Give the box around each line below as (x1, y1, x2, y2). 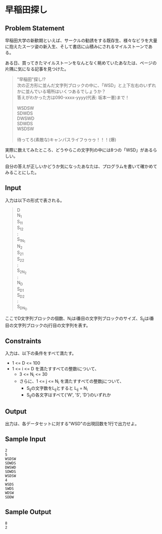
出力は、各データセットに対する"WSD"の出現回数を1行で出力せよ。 (5, 420, 139, 426)
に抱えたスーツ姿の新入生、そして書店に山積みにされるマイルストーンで (5, 44, 148, 49)
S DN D (16, 304, 28, 311)
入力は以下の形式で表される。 (5, 197, 64, 203)
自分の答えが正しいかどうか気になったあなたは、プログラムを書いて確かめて (5, 164, 158, 169)
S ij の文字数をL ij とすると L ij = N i (26, 385, 88, 392)
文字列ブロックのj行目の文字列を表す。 (13, 322, 90, 328)
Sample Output (5, 508, 52, 516)
